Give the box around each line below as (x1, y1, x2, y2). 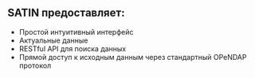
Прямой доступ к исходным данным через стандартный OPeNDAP (18, 52, 247, 61)
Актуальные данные (18, 35, 88, 45)
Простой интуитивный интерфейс (18, 27, 134, 36)
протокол (18, 61, 52, 70)
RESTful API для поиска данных (18, 43, 127, 54)
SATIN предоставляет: (7, 6, 125, 20)
